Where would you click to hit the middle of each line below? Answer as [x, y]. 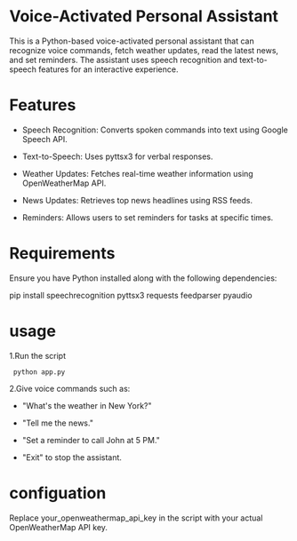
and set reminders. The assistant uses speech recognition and [124, 60]
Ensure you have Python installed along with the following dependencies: [143, 278]
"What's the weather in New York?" [87, 405]
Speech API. [45, 139]
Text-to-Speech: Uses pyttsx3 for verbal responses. [117, 156]
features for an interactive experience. [108, 69]
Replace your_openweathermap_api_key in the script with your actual [136, 518]
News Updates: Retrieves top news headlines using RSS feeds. [137, 200]
